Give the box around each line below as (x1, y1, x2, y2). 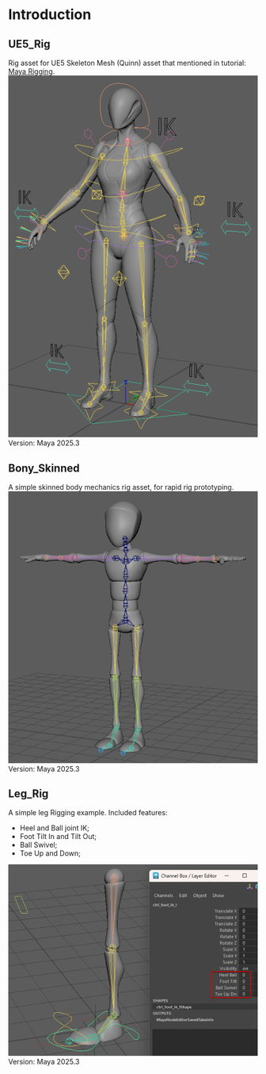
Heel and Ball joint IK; (19, 823, 89, 833)
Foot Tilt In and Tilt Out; (19, 832, 97, 841)
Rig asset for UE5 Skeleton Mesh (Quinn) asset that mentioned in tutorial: (8, 58, 247, 67)
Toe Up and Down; (19, 849, 82, 858)
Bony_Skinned (8, 461, 80, 475)
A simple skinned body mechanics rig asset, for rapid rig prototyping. (8, 483, 234, 492)
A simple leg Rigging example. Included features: (8, 808, 168, 818)
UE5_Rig (8, 37, 51, 51)
